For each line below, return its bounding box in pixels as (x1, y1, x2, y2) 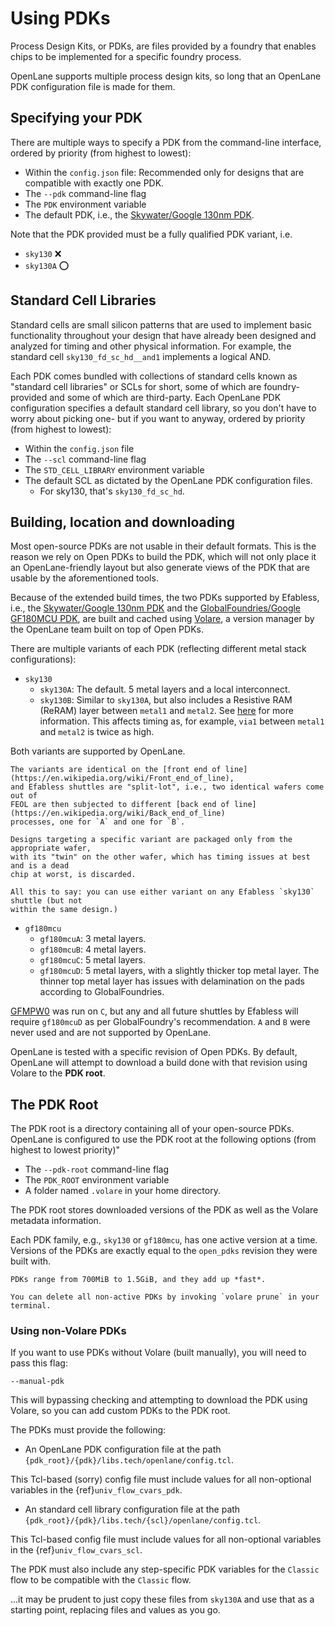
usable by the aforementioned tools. (10, 572, 159, 584)
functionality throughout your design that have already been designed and (10, 329, 317, 341)
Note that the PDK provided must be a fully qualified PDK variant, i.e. (10, 228, 293, 240)
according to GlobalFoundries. (39, 986, 165, 998)
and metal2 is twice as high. (39, 726, 155, 738)
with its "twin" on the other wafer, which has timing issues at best (10, 852, 311, 862)
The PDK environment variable (24, 198, 147, 210)
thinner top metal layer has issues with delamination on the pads (39, 975, 305, 987)
